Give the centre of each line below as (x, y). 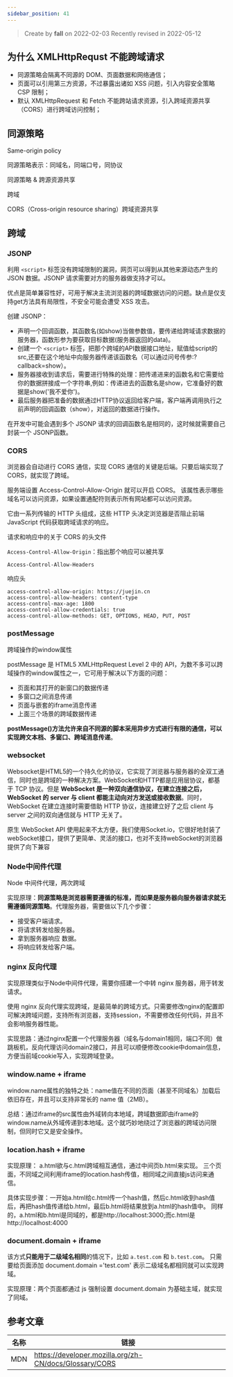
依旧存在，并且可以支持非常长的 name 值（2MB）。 (80, 1099)
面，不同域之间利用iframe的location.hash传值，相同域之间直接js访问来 (108, 1174)
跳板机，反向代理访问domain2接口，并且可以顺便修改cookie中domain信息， (116, 1047)
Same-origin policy (34, 151)
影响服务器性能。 (37, 1024)
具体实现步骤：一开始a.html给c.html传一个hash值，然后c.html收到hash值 (111, 1198)
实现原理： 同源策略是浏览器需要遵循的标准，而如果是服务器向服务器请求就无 (116, 898)
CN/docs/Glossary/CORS (75, 1364)
